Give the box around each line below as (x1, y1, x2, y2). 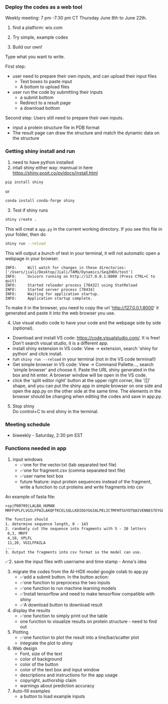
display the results (12, 608, 50, 614)
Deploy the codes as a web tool (5, 4, 82, 11)
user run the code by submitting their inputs (12, 89, 103, 95)
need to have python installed (12, 159, 74, 165)
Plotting (12, 629, 28, 635)
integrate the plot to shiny (19, 640, 73, 646)
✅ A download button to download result (19, 602, 102, 608)
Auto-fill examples (12, 688, 50, 694)
